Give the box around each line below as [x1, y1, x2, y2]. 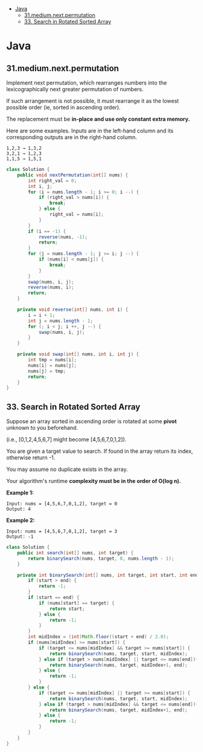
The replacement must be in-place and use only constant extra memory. [6, 115, 190, 123]
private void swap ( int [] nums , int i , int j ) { [17, 351, 139, 357]
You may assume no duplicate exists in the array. [6, 465, 128, 473]
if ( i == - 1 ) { [28, 228, 66, 235]
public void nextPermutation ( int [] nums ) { [17, 172, 129, 178]
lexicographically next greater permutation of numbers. [6, 86, 144, 92]
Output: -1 [6, 534, 34, 540]
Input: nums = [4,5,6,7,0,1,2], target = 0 [6, 501, 118, 507]
